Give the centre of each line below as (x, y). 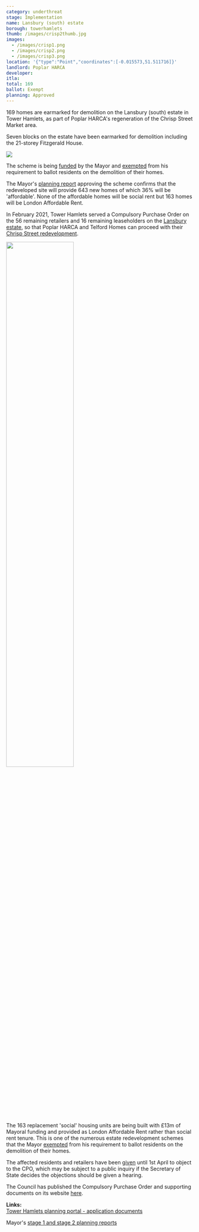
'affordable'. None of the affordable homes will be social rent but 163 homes (99, 196)
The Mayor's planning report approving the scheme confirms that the (91, 184)
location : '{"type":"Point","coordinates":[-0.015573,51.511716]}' (92, 62)
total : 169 (20, 84)
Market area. (22, 125)
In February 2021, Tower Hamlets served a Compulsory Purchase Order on (98, 214)
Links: (14, 1204)
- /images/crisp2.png (38, 51)
